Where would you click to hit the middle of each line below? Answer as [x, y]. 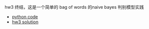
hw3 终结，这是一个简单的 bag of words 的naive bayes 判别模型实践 [74, 7]
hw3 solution [25, 22]
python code [25, 17]
